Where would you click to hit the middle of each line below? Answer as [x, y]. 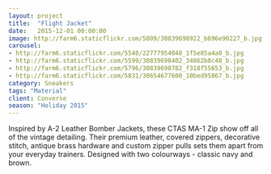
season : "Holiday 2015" [49, 106]
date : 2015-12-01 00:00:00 [57, 31]
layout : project [36, 16]
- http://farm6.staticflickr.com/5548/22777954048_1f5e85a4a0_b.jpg [126, 53]
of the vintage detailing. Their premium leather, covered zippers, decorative [134, 137]
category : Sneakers [41, 83]
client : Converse [38, 98]
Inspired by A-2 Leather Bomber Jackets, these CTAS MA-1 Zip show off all [133, 129]
